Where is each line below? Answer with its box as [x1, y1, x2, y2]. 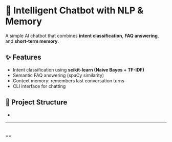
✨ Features [5, 53, 41, 62]
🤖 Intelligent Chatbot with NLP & [5, 5, 144, 16]
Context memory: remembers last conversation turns [12, 77, 124, 84]
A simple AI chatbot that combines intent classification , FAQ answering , [5, 32, 159, 39]
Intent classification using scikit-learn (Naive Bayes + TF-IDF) [12, 66, 145, 73]
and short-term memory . [5, 38, 59, 44]
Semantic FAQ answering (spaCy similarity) [12, 72, 104, 78]
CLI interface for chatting [12, 83, 66, 89]
